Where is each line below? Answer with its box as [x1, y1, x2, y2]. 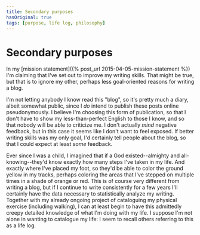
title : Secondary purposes [6, 8, 73, 15]
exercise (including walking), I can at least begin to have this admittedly [6, 203, 182, 210]
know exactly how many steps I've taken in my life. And [48, 158, 185, 166]
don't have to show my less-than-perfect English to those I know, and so [6, 115, 185, 123]
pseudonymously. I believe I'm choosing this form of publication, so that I [6, 109, 186, 116]
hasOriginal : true [6, 14, 52, 20]
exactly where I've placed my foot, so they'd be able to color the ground [6, 165, 184, 172]
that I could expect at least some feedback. [6, 141, 113, 148]
